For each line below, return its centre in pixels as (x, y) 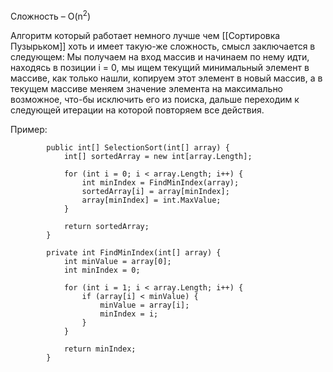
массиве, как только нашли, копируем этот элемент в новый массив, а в (166, 78)
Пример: (29, 129)
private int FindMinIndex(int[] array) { (134, 252)
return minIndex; (100, 349)
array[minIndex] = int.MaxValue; (151, 200)
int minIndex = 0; (102, 270)
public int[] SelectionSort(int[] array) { (138, 147)
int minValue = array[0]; (117, 261)
